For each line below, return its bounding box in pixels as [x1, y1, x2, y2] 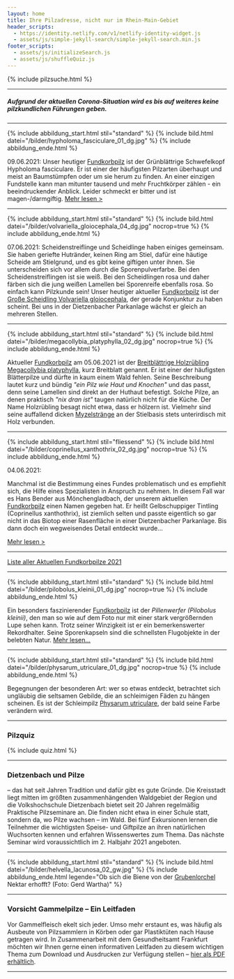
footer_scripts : [7, 43, 54, 50]
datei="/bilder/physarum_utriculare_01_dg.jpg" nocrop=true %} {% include [7, 663, 221, 671]
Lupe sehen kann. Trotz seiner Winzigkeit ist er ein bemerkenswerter [7, 621, 205, 629]
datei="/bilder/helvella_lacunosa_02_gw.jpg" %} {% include [7, 865, 178, 874]
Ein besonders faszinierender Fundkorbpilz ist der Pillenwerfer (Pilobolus [7, 605, 217, 614]
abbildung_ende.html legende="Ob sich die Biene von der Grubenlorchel [7, 873, 216, 881]
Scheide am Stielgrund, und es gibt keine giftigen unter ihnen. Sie [7, 258, 195, 266]
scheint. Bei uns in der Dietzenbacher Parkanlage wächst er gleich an [7, 302, 207, 311]
